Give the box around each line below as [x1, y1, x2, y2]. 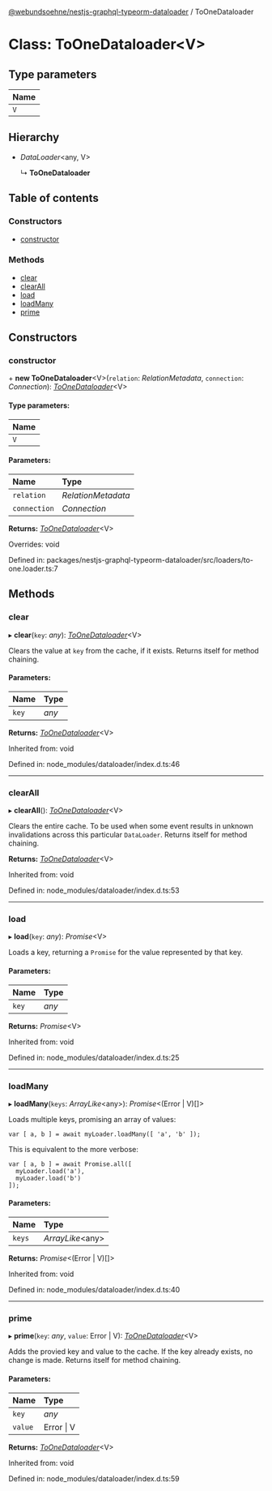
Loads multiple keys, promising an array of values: [8, 1114, 176, 1124]
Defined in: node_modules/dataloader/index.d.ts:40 [8, 1285, 181, 1295]
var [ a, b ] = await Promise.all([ [8, 1159, 132, 1168]
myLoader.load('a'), [15, 1167, 85, 1175]
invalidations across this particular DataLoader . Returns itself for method [8, 830, 248, 840]
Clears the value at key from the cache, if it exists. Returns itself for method [8, 645, 259, 655]
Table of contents [8, 191, 99, 205]
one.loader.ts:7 [8, 563, 58, 573]
